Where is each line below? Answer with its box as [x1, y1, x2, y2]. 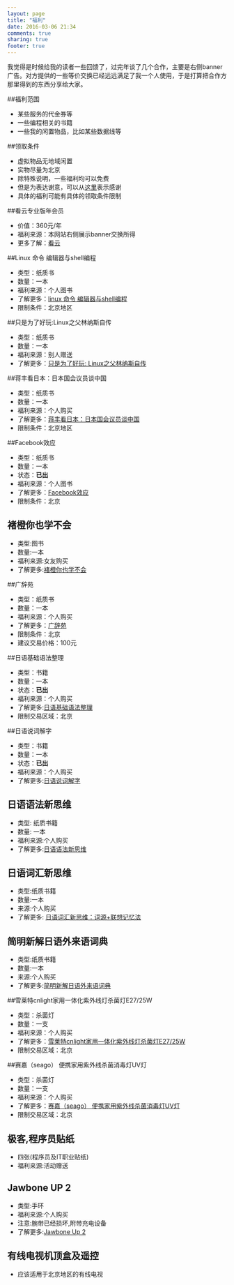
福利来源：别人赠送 [17, 350, 73, 359]
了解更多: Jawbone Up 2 [17, 1227, 86, 1235]
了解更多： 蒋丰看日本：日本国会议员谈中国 [17, 415, 140, 423]
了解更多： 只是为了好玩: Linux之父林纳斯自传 [17, 359, 147, 367]
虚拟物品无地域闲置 [17, 157, 73, 165]
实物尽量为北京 [17, 165, 61, 174]
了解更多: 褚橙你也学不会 [17, 565, 87, 573]
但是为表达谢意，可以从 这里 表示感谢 [17, 183, 122, 191]
